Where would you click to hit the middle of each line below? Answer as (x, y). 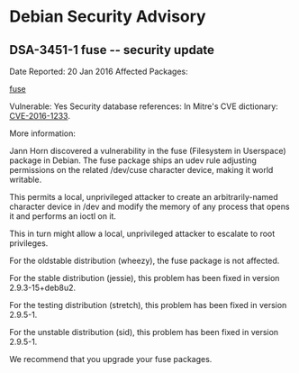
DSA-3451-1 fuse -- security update (112, 50)
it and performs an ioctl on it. (63, 216)
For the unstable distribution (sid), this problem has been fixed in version (144, 332)
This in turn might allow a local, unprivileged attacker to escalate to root (142, 233)
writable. (26, 179)
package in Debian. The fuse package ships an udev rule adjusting (133, 160)
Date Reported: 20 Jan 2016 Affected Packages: (99, 71)
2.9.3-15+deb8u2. (43, 287)
